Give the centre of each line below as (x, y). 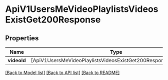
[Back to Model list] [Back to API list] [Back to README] (62, 73)
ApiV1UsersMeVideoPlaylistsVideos (82, 9)
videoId (17, 60)
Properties (22, 38)
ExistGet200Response (53, 20)
